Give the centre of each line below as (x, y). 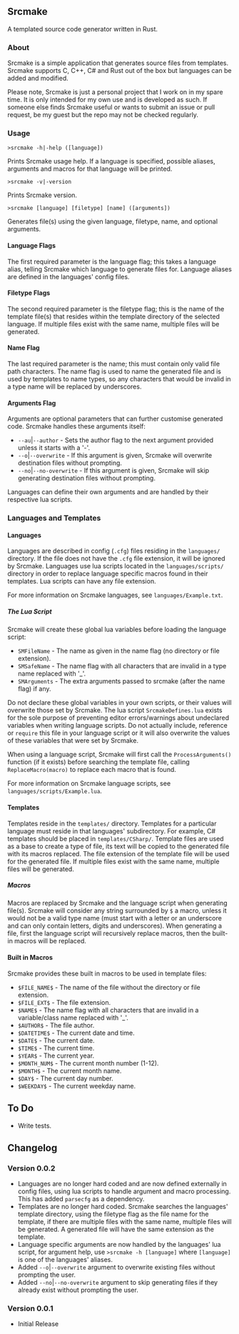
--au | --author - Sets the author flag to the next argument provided (116, 440)
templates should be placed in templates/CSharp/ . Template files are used (116, 838)
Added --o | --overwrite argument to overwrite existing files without (116, 1268)
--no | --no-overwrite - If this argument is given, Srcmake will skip (113, 471)
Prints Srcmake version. (42, 195)
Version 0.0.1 (30, 1308)
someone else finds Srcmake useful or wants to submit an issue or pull (111, 107)
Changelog (32, 1148)
